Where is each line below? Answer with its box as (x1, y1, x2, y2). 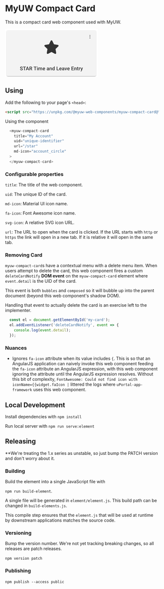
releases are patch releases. (5, 546, 62, 551)
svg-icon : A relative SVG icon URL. (5, 220, 75, 226)
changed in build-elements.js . (5, 503, 67, 509)
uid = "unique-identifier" (14, 138, 64, 144)
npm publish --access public (5, 579, 64, 584)
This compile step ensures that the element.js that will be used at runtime (5, 512, 154, 518)
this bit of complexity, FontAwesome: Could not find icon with (12, 376, 138, 382)
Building (5, 468, 25, 474)
